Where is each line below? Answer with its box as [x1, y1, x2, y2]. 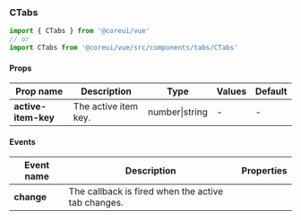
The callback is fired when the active [68, 185, 224, 198]
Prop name [15, 85, 64, 97]
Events [9, 136, 36, 147]
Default [254, 85, 288, 97]
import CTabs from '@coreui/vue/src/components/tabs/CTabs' [9, 43, 239, 53]
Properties [241, 165, 288, 177]
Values [216, 85, 247, 97]
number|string [147, 106, 209, 118]
